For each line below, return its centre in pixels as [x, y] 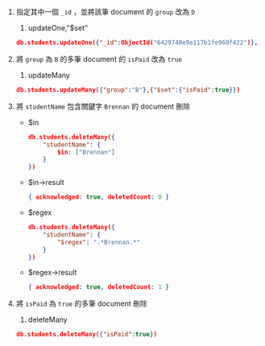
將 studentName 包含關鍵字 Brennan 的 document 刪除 [103, 106]
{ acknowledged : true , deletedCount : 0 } [98, 197]
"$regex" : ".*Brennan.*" [99, 242]
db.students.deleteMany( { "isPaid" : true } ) [87, 335]
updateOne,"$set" [58, 28]
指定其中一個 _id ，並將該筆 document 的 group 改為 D [106, 12]
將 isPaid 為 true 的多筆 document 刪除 [81, 303]
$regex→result [52, 273]
